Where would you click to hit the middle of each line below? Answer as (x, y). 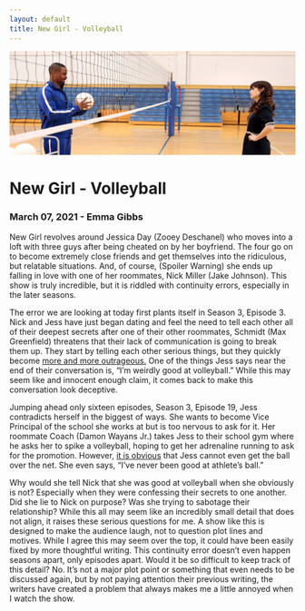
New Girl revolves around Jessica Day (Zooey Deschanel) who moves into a (151, 237)
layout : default (40, 19)
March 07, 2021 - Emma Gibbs (76, 217)
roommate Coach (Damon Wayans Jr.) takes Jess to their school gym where (152, 436)
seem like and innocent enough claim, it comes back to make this (132, 379)
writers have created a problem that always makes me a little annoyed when (151, 588)
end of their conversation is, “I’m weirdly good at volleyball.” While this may (150, 370)
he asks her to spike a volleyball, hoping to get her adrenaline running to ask (152, 446)
